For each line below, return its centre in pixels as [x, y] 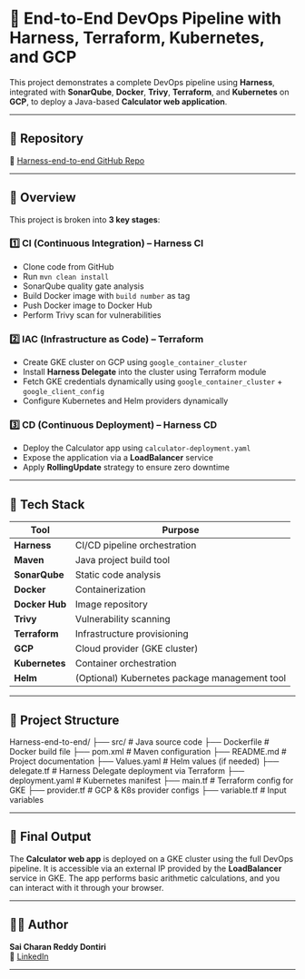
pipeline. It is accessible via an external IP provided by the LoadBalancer [146, 868]
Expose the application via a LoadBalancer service [118, 458]
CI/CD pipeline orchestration [136, 546]
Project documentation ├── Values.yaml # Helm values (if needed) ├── [144, 761]
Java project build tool [123, 560]
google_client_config [63, 392]
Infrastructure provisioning [132, 634]
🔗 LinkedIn [29, 956]
